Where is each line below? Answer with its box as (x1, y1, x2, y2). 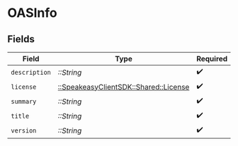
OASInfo (7, 5, 58, 21)
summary (11, 97, 37, 105)
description (11, 68, 52, 76)
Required (195, 54, 228, 63)
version (11, 126, 37, 135)
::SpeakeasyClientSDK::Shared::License (57, 82, 190, 92)
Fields (7, 33, 35, 45)
